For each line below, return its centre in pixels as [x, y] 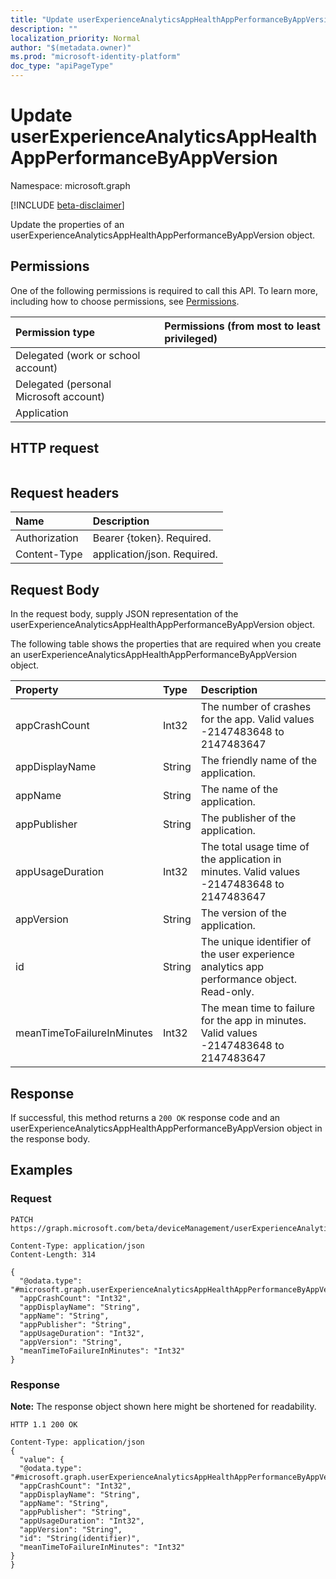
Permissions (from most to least [242, 326]
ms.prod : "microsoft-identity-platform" [96, 57]
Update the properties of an [67, 224]
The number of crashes [256, 707]
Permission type [55, 332]
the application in [241, 859]
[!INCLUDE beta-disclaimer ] [67, 205]
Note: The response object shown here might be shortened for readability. [163, 1406]
